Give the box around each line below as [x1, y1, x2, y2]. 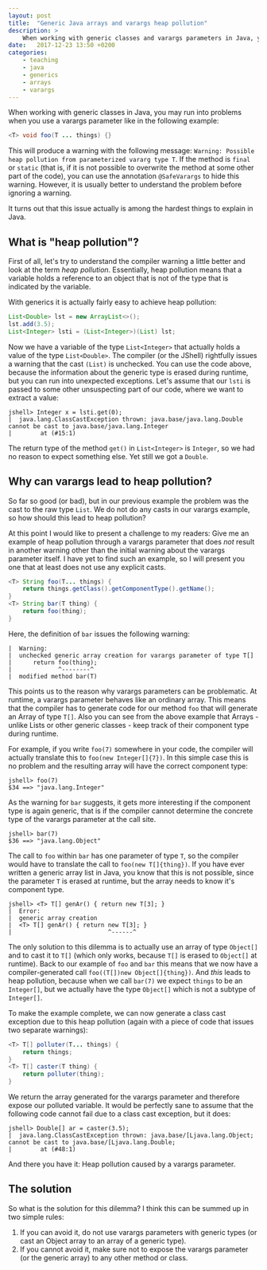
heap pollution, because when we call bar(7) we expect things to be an [8, 976, 243, 985]
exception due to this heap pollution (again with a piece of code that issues [8, 1016, 254, 1026]
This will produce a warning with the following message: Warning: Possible [8, 146, 255, 155]
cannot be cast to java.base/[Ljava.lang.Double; [8, 1138, 176, 1146]
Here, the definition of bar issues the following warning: [8, 629, 191, 639]
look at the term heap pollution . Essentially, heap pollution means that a [8, 265, 242, 275]
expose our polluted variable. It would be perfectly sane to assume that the [8, 1101, 254, 1110]
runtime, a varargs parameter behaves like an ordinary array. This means [8, 694, 246, 704]
